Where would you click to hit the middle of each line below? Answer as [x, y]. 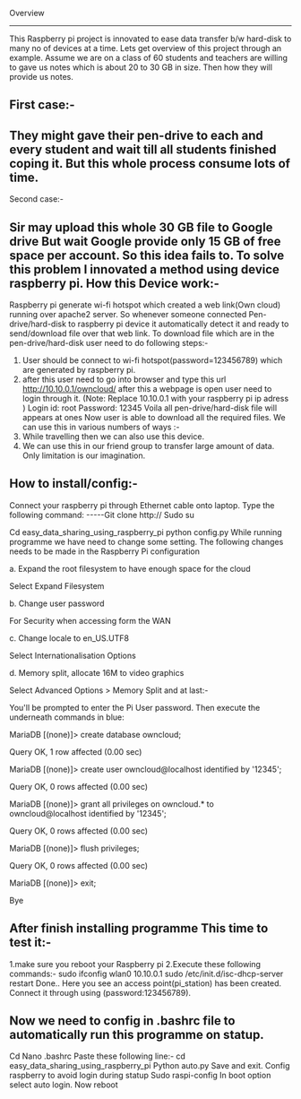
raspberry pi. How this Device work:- [114, 283]
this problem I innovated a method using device [145, 269]
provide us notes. [41, 77]
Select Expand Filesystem [57, 585]
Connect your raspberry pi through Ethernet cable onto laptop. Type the [142, 505]
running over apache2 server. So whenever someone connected [128, 315]
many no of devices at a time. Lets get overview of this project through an [146, 48]
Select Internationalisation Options [73, 655]
